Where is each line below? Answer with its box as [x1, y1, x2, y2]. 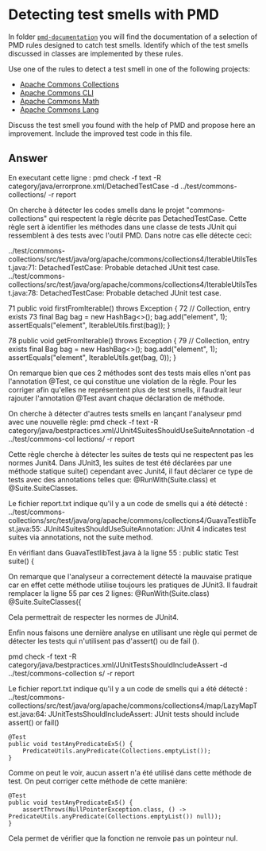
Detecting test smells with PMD [8, 6, 220, 24]
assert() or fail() [8, 718, 60, 727]
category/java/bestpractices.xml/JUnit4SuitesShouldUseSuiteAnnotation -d [8, 425, 255, 435]
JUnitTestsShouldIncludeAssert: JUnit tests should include [48, 709, 240, 718]
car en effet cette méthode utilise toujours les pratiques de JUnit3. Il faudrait [8, 580, 258, 590]
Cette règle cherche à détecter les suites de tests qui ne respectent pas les [8, 449, 254, 458]
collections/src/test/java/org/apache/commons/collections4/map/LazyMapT [8, 701, 258, 710]
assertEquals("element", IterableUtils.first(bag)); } [8, 320, 171, 330]
